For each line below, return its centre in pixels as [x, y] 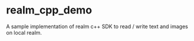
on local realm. [24, 32]
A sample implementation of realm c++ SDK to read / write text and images [97, 26]
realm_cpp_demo [49, 10]
